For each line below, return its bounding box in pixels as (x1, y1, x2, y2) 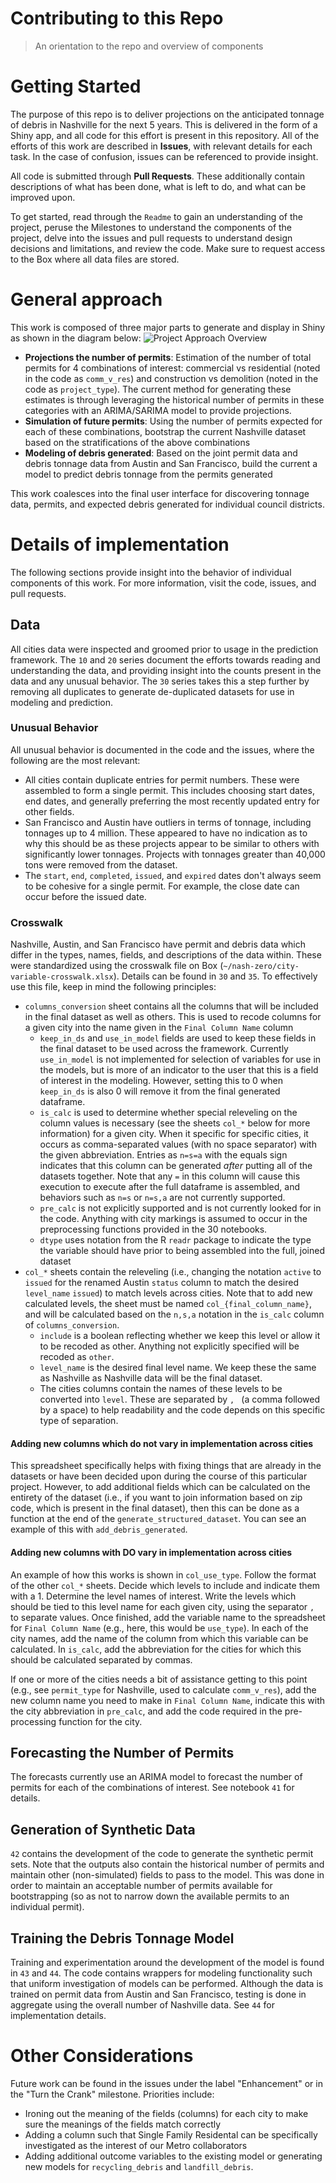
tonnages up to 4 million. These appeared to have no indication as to (24, 827, 308, 839)
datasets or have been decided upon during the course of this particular (10, 1470, 308, 1482)
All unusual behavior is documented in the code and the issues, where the (10, 743, 315, 756)
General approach (10, 288, 163, 311)
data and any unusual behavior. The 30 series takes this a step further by (10, 675, 310, 687)
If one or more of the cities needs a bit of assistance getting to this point (10, 1673, 308, 1685)
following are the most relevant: (10, 754, 141, 766)
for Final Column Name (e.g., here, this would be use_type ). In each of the (10, 1622, 309, 1634)
